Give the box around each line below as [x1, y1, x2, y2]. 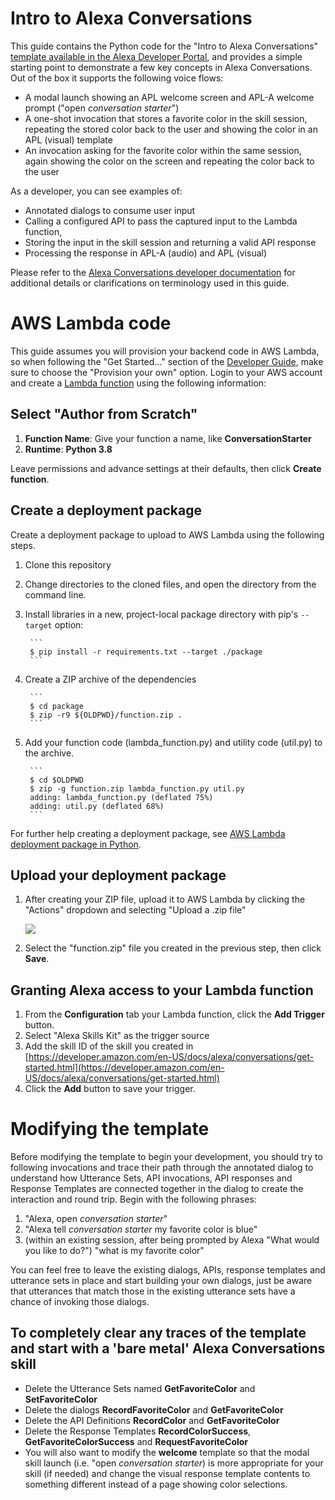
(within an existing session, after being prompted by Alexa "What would [24, 1234, 320, 1246]
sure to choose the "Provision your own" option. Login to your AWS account [10, 366, 323, 378]
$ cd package [29, 701, 84, 711]
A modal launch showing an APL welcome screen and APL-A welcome [24, 91, 315, 103]
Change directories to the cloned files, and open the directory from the [24, 578, 317, 590]
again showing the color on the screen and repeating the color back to [24, 155, 315, 167]
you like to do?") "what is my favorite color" [24, 1245, 205, 1257]
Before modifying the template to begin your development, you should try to [10, 1151, 323, 1163]
